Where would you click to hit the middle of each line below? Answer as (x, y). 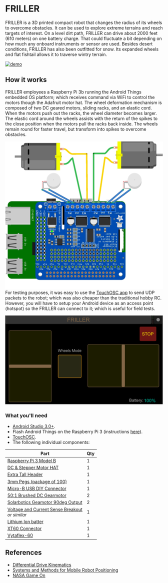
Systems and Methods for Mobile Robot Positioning (65, 570)
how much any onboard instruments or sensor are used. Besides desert (79, 43)
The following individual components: (51, 442)
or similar (17, 514)
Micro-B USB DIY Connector (37, 488)
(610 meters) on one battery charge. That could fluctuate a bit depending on (84, 38)
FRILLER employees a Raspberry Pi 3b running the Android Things (73, 92)
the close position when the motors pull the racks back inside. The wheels (81, 123)
